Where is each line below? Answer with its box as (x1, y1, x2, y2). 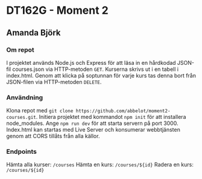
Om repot (6, 46, 34, 54)
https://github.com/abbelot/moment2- (75, 108, 171, 114)
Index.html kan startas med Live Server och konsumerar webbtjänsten (6, 126, 181, 133)
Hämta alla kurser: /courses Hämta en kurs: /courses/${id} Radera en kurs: (6, 161, 194, 168)
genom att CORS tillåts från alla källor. (6, 133, 100, 140)
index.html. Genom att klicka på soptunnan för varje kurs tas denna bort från (6, 71, 197, 79)
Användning (6, 93, 43, 102)
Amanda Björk (6, 28, 62, 38)
